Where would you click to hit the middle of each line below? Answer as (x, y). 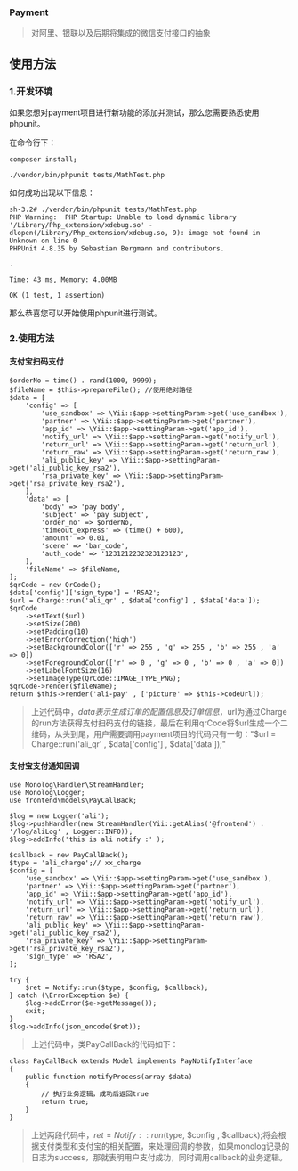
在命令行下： (32, 142)
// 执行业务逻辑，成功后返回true (95, 1094)
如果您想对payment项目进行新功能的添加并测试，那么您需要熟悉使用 (134, 112)
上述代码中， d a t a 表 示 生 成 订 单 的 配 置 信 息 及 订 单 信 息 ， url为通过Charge (159, 712)
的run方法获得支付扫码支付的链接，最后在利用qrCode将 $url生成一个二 (159, 723)
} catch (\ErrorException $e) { (69, 995)
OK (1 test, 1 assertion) (57, 295)
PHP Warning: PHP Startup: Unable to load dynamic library (123, 217)
